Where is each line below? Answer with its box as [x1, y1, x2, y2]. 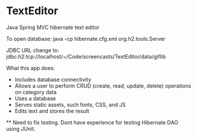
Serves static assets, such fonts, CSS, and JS [14, 101, 126, 108]
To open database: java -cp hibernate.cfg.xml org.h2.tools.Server [6, 35, 166, 42]
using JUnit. [6, 125, 35, 132]
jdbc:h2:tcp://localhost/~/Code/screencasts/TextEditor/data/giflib [6, 53, 166, 60]
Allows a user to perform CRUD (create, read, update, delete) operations [14, 82, 191, 89]
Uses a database [14, 95, 56, 102]
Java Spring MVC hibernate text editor [6, 24, 99, 31]
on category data [14, 88, 57, 95]
